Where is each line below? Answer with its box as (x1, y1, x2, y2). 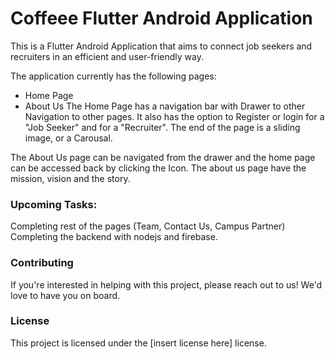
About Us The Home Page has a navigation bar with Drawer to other (24, 100, 306, 112)
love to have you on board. (10, 289, 121, 301)
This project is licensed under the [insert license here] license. (10, 337, 267, 349)
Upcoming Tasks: (10, 197, 98, 211)
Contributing (10, 256, 74, 270)
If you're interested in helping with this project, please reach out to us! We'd (10, 278, 323, 291)
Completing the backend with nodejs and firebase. (10, 231, 218, 243)
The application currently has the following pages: (10, 70, 217, 82)
